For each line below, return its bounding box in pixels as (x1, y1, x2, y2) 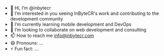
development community (10, 16, 63, 22)
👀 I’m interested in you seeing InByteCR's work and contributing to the (10, 10, 159, 16)
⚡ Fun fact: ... (10, 46, 39, 51)
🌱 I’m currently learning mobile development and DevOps (10, 21, 132, 27)
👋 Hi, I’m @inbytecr (10, 5, 51, 11)
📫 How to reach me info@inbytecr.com (10, 32, 94, 39)
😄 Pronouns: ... (10, 40, 44, 46)
